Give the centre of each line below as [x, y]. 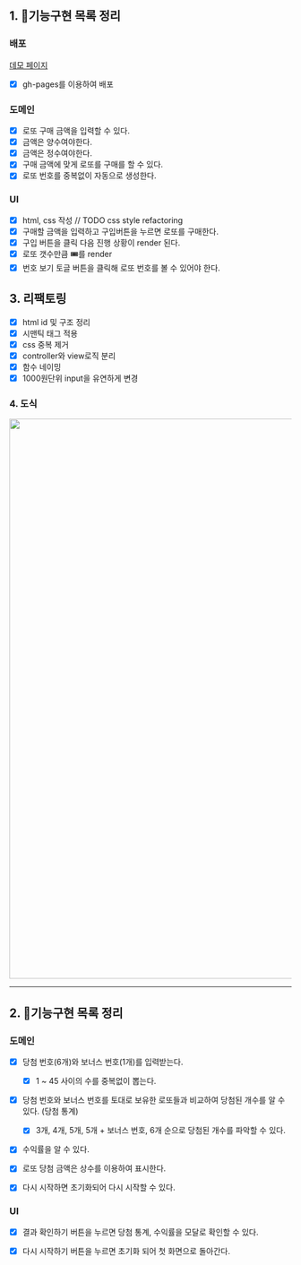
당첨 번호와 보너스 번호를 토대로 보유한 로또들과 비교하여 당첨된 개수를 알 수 [154, 1100]
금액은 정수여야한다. [57, 153]
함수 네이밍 [42, 366]
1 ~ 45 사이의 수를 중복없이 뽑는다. [96, 1081]
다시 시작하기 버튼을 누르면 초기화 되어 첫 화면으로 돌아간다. [126, 1251]
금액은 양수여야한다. [57, 142]
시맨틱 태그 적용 [50, 333]
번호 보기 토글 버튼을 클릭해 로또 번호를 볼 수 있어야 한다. [121, 268]
